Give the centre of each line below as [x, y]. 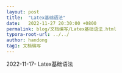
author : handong [27, 40]
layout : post [23, 12]
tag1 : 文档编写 [24, 46]
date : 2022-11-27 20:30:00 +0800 [52, 23]
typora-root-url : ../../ [38, 35]
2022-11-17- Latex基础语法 [40, 64]
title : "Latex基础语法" [36, 18]
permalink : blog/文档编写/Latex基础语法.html [62, 29]
